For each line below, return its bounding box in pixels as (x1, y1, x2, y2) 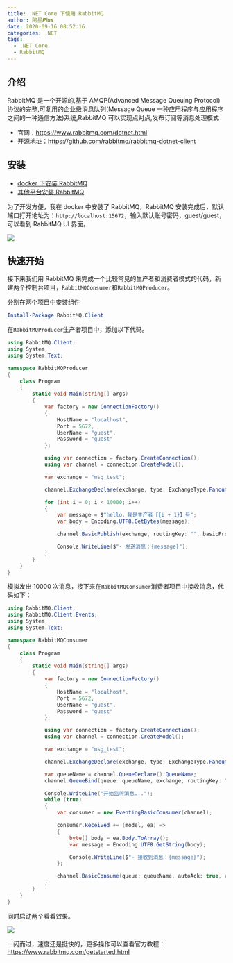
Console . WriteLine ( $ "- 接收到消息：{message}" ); (69, 853, 206, 861)
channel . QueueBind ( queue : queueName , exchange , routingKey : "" (44, 777, 231, 785)
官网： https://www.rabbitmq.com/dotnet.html (17, 128, 148, 136)
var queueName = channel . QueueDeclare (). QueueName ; (44, 771, 197, 778)
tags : (7, 36, 23, 43)
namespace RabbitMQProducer (7, 365, 89, 371)
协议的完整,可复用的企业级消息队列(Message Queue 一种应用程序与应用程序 (7, 105, 224, 113)
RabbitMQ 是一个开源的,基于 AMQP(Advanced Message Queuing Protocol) (7, 96, 221, 104)
